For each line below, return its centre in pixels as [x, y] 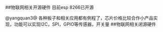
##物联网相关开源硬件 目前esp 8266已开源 [50, 7]
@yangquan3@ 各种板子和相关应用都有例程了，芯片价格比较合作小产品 [79, 18]
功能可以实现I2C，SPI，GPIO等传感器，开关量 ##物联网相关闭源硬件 [85, 24]
